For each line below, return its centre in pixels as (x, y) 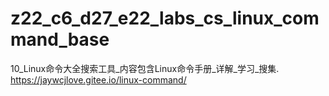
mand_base (60, 39)
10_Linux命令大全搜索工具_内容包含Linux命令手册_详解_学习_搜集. (145, 68)
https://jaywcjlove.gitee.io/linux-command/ (98, 79)
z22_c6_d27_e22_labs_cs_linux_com (165, 18)
